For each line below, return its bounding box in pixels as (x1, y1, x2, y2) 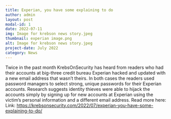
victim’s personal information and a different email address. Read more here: (5, 97, 166, 103)
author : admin (5, 12, 36, 17)
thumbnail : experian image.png (5, 36, 72, 41)
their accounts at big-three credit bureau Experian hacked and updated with (5, 69, 166, 76)
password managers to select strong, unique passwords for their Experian (5, 80, 162, 87)
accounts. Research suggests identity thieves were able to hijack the (5, 86, 150, 92)
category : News (5, 50, 38, 55)
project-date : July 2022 (5, 45, 58, 51)
